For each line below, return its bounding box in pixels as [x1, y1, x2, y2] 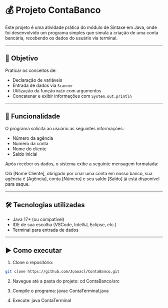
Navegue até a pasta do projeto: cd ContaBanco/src [12, 278, 120, 284]
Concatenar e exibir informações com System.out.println [12, 93, 132, 99]
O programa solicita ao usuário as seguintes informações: [5, 125, 124, 131]
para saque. [5, 181, 30, 187]
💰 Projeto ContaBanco [5, 4, 101, 16]
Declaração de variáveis [12, 77, 62, 83]
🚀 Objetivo [5, 54, 38, 63]
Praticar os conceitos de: [5, 67, 57, 73]
